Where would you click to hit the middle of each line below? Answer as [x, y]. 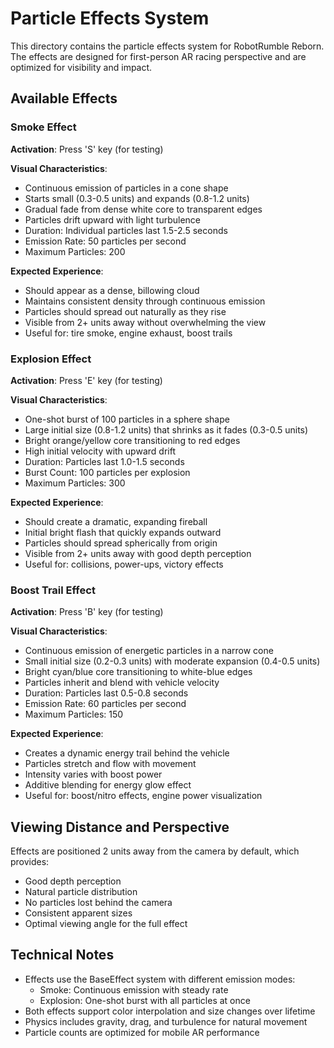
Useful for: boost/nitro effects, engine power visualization [143, 796]
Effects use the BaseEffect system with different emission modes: [160, 979]
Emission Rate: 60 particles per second [105, 704]
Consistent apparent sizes [78, 913]
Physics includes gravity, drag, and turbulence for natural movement [166, 1021]
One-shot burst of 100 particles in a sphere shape [127, 419]
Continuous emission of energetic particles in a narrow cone [149, 651]
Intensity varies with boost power [93, 774]
